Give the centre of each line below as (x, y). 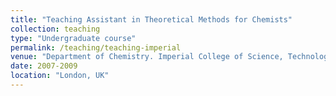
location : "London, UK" (60, 76)
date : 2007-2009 (44, 66)
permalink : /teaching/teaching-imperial (96, 47)
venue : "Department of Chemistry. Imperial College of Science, (147, 57)
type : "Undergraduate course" (73, 38)
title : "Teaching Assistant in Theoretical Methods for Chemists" (151, 19)
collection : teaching (55, 29)
